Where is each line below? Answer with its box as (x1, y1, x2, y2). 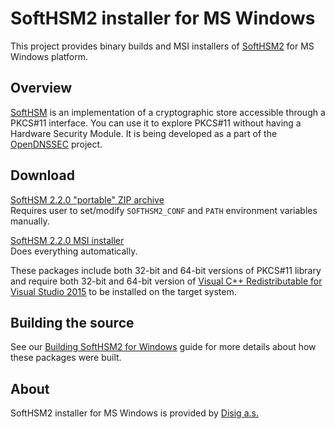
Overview (10, 80, 73, 97)
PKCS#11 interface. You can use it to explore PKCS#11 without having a (10, 117, 302, 129)
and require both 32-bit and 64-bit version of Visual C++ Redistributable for (10, 275, 323, 287)
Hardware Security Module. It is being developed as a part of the (10, 127, 278, 139)
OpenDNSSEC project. (10, 138, 103, 150)
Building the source (10, 314, 135, 331)
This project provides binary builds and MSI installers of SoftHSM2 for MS (10, 40, 315, 52)
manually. (10, 215, 50, 227)
